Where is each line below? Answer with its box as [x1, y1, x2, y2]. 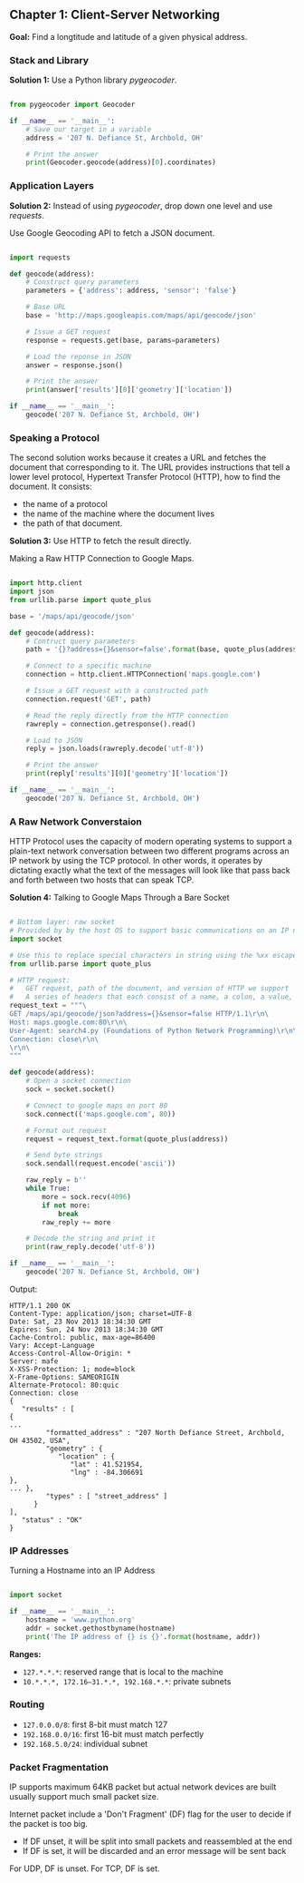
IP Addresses [9, 1544, 70, 1556]
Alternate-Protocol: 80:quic [9, 1381, 119, 1390]
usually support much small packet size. [9, 1791, 159, 1802]
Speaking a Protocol [9, 431, 100, 444]
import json [9, 587, 54, 597]
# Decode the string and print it [25, 1234, 156, 1244]
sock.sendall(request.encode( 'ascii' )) [25, 1159, 176, 1168]
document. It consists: [9, 481, 92, 493]
